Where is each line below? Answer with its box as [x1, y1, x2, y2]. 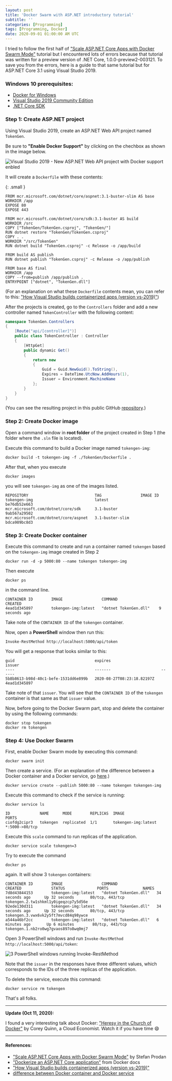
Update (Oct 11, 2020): [5, 1010, 54, 1016]
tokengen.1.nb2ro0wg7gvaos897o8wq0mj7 [5, 927, 88, 932]
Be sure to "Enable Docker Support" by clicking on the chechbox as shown [5, 143, 165, 149]
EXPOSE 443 [5, 207, 29, 212]
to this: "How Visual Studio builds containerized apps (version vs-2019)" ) [5, 294, 159, 300]
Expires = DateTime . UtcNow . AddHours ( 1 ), [41, 371, 130, 377]
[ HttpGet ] [24, 343, 45, 348]
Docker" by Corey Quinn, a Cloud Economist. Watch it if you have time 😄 [5, 1025, 160, 1032]
